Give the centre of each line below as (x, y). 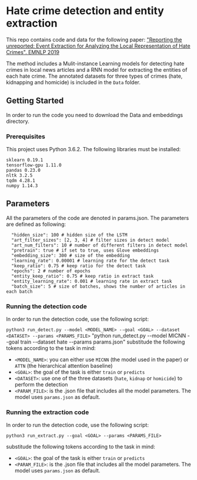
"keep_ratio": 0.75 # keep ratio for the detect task (79, 266)
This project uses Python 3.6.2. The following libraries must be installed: (94, 149)
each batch (19, 291)
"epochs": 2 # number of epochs (51, 271)
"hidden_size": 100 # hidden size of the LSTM (69, 235)
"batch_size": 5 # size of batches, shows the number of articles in (98, 286)
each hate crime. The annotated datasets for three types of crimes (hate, (94, 76)
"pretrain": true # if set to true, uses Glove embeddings (85, 250)
